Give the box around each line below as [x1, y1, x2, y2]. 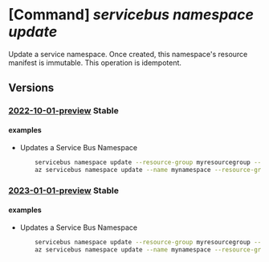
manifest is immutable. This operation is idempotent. [8, 58, 182, 68]
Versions [8, 81, 55, 95]
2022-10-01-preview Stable [8, 105, 119, 117]
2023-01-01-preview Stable [8, 185, 119, 196]
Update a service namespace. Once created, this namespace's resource [8, 49, 248, 59]
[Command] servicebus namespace [8, 6, 255, 24]
